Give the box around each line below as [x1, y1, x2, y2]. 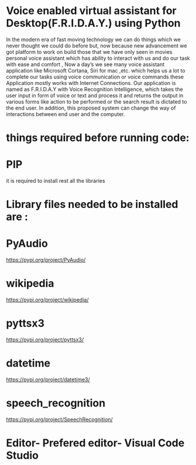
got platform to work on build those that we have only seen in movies [6, 48, 173, 55]
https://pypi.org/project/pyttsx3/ [6, 336, 84, 343]
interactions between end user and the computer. [6, 110, 125, 118]
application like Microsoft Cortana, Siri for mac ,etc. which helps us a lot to [6, 67, 185, 74]
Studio [6, 449, 39, 462]
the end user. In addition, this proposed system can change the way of [6, 104, 176, 111]
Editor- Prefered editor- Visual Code [6, 436, 185, 450]
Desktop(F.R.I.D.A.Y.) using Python [6, 16, 181, 30]
